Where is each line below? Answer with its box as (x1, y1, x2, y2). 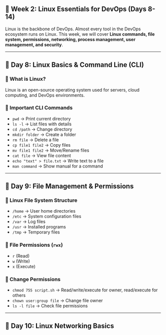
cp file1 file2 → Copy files (12, 142, 71, 148)
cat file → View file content (12, 152, 71, 159)
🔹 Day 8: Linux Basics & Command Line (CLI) (5, 60, 144, 69)
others (12, 292, 26, 298)
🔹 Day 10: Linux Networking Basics (5, 322, 115, 330)
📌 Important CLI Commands (5, 105, 73, 112)
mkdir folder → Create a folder (12, 131, 77, 137)
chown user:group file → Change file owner (12, 298, 103, 304)
